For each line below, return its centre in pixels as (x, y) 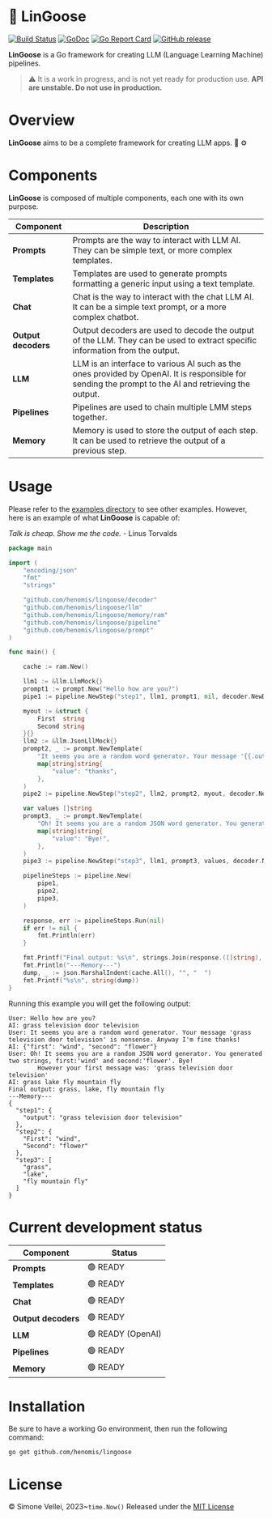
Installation (47, 1406)
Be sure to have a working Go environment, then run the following (118, 1429)
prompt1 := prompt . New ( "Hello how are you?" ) (101, 689)
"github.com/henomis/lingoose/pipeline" (92, 623)
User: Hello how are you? (52, 1018)
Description (166, 226)
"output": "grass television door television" (103, 1117)
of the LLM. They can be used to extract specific (165, 340)
